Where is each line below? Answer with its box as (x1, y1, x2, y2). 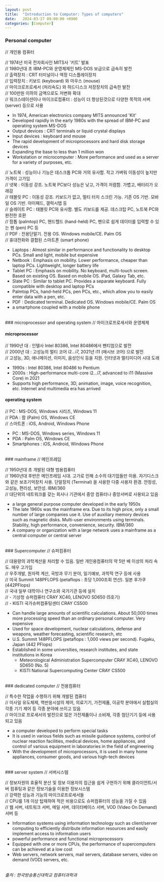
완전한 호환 (5, 212, 26, 218)
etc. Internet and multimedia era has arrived (12, 385, 101, 391)
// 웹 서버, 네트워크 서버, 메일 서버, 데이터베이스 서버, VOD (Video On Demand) (5, 804, 158, 810)
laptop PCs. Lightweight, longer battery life (12, 262, 99, 268)
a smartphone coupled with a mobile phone (12, 304, 100, 310)
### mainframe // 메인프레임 (5, 456, 62, 462)
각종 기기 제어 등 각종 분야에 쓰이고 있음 (5, 706, 81, 711)
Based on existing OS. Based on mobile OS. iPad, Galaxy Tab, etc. (12, 273, 145, 279)
